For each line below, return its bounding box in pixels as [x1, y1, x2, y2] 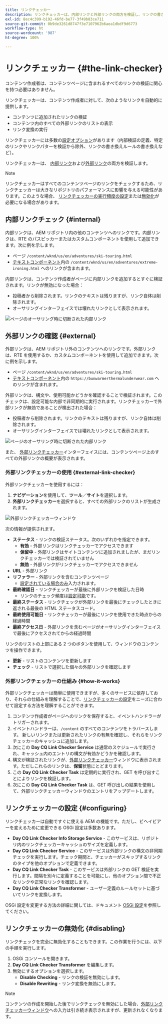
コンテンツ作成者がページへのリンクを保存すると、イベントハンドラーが [12, 713, 161, 719]
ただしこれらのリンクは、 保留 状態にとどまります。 [20, 763, 126, 769]
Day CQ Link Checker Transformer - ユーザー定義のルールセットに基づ [12, 885, 160, 891]
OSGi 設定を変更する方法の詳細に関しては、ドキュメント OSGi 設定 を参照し [5, 902, 161, 908]
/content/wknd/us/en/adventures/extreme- [70, 259, 158, 265]
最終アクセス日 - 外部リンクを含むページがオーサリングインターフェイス [12, 623, 161, 630]
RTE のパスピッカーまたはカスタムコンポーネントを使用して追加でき [18, 235, 159, 241]
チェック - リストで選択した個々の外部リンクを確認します [12, 663, 131, 670]
